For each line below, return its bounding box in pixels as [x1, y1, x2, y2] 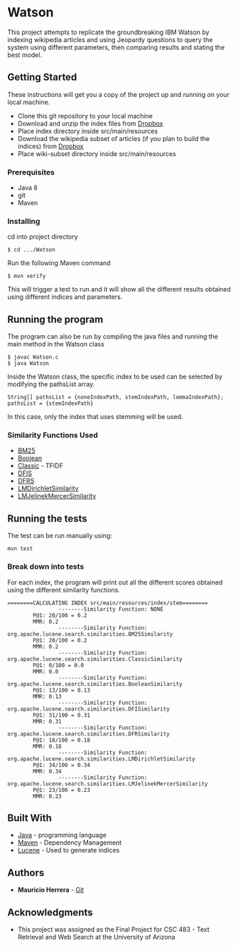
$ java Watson [7, 360, 50, 367]
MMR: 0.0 [33, 668, 59, 675]
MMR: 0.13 [33, 693, 62, 700]
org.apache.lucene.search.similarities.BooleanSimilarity [7, 680, 183, 688]
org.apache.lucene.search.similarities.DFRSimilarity [7, 730, 171, 738]
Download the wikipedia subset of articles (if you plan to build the [17, 134, 210, 143]
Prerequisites [7, 167, 55, 177]
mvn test [7, 545, 33, 552]
